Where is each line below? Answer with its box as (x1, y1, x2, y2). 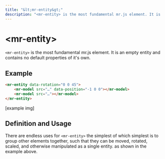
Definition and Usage (5, 119, 72, 128)
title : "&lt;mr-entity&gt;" (5, 7, 63, 12)
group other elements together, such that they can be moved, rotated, (5, 138, 148, 144)
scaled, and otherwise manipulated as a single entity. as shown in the (5, 143, 147, 149)
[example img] (5, 105, 35, 111)
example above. (5, 148, 38, 154)
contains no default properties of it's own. (5, 55, 91, 61)
